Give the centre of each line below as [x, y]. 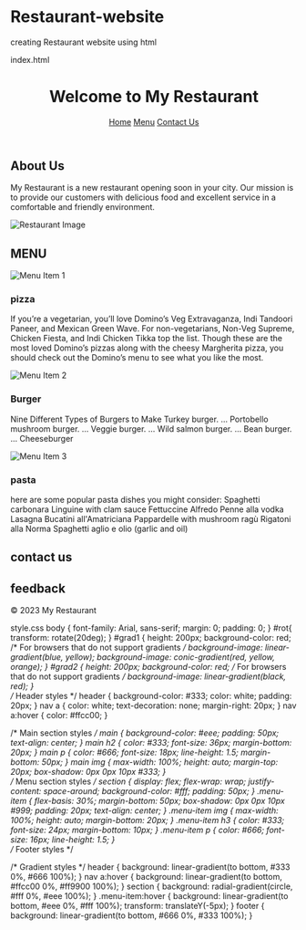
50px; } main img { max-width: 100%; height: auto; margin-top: [160, 762]
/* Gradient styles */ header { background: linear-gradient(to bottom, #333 [150, 867]
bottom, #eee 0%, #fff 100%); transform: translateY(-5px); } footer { [138, 906]
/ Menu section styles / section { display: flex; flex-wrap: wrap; [128, 781]
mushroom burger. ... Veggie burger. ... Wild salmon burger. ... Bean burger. [151, 428]
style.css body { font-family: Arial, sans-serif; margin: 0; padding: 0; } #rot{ [151, 628]
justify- [261, 781]
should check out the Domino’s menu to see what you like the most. [137, 358]
